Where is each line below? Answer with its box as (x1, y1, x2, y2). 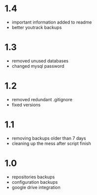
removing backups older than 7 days (11, 135, 86, 141)
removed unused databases (11, 57, 68, 64)
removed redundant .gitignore (11, 96, 72, 102)
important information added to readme (11, 19, 92, 25)
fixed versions (11, 102, 41, 108)
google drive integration (11, 184, 61, 190)
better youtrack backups (11, 24, 62, 30)
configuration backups (11, 179, 58, 185)
